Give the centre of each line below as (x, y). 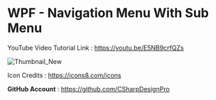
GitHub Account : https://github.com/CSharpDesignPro (89, 89)
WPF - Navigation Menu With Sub (108, 13)
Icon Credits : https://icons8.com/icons (64, 75)
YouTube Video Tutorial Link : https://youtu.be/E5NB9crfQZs (96, 48)
